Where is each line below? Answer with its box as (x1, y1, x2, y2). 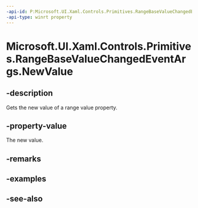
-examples (6, 174, 47, 184)
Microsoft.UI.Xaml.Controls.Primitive (6, 40, 192, 53)
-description (6, 88, 53, 98)
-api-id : (6, 8, 28, 15)
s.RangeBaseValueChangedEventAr (6, 52, 186, 66)
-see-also (6, 194, 43, 204)
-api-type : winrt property (6, 14, 72, 20)
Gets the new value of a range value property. (6, 104, 118, 111)
